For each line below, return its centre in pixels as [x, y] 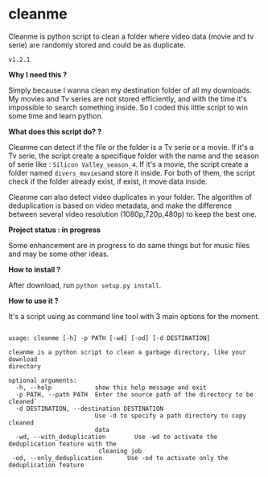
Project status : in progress [54, 230]
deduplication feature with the [62, 444]
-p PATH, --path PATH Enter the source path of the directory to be [134, 394]
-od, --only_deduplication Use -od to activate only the [120, 458]
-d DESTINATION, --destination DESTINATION [89, 409]
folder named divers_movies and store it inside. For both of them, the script [132, 172]
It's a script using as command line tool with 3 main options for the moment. [134, 316]
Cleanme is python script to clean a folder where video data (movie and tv [131, 36]
